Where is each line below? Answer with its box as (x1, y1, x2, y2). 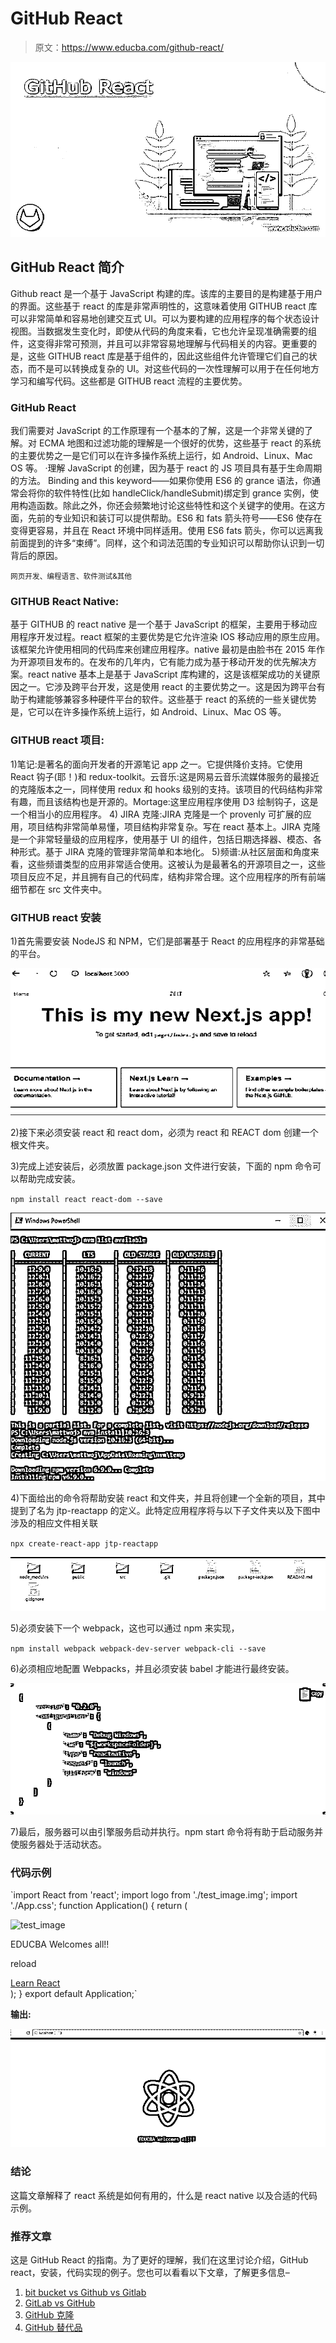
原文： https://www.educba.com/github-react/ (34, 41, 224, 53)
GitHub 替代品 (24, 2321, 83, 2333)
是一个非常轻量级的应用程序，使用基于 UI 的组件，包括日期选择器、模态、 (10, 833, 314, 845)
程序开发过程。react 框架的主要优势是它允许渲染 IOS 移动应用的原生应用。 (18, 631, 326, 643)
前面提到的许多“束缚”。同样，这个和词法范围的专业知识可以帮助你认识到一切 (10, 537, 325, 549)
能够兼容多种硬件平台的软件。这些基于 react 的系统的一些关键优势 (44, 693, 317, 706)
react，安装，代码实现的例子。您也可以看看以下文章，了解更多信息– (10, 2266, 290, 2278)
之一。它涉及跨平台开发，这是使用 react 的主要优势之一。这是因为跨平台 (18, 681, 317, 693)
